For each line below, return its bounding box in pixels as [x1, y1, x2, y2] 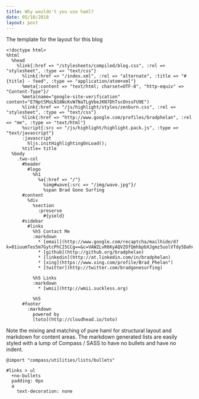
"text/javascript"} [6, 130, 54, 136]
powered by [32, 311, 60, 317]
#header [21, 161, 41, 168]
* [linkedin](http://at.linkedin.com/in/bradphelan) [37, 255, 171, 260]
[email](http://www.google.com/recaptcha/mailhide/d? [43, 239, 179, 245]
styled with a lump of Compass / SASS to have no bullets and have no [6, 340, 176, 347]
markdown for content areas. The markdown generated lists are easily [6, 333, 178, 340]
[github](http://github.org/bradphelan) [43, 249, 145, 255]
